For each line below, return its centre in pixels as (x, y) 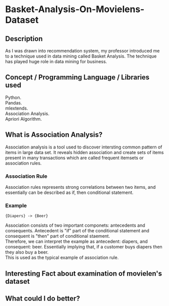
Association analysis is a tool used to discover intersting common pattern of (84, 147)
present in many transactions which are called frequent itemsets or (75, 158)
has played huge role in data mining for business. (56, 61)
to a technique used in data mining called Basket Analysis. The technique (81, 56)
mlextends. (17, 108)
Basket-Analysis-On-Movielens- (75, 9)
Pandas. (14, 103)
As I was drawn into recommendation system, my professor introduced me (82, 51)
